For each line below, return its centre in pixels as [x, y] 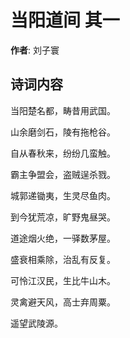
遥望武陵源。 [36, 323]
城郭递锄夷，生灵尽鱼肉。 [63, 195]
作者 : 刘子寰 [35, 50]
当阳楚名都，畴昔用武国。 [63, 110]
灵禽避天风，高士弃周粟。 [63, 302]
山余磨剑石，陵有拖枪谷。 [63, 132]
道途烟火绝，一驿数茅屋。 [63, 238]
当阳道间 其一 [65, 20]
